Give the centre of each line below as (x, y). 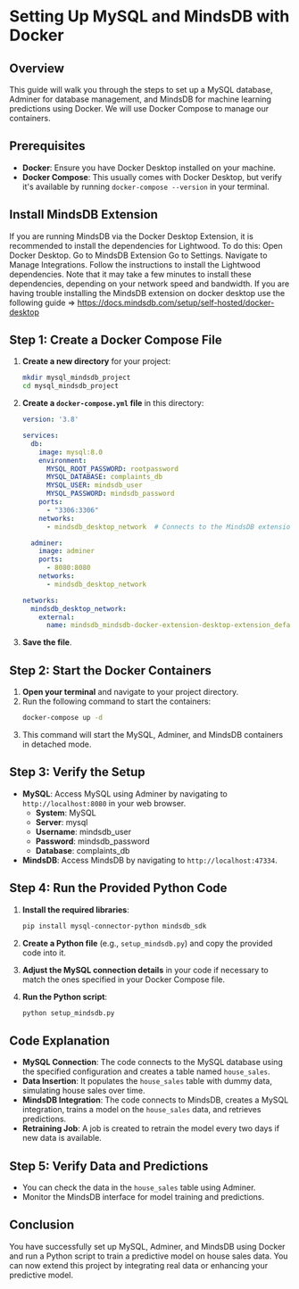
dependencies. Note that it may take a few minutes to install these (130, 274)
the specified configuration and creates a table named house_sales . (146, 1071)
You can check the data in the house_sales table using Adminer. (139, 1187)
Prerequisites (47, 146)
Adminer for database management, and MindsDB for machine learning (141, 99)
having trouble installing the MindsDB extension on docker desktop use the (147, 293)
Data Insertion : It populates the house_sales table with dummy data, (147, 1081)
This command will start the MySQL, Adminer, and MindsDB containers (153, 735)
